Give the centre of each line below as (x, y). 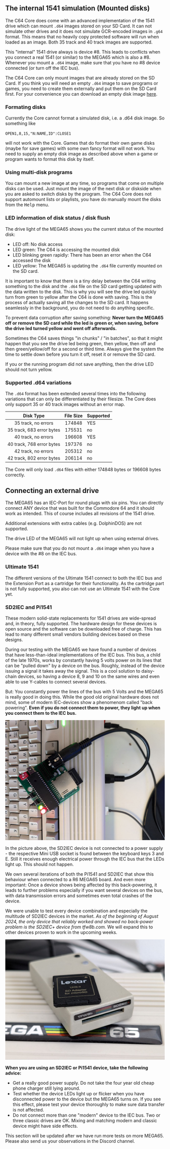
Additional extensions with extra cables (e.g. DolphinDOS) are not (74, 523)
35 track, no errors (34, 423)
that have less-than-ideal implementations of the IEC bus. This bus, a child (83, 654)
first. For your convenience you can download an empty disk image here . (81, 94)
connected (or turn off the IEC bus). (42, 68)
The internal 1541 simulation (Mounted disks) (78, 8)
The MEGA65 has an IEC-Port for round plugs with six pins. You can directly (84, 503)
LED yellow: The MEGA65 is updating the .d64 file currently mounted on (87, 266)
